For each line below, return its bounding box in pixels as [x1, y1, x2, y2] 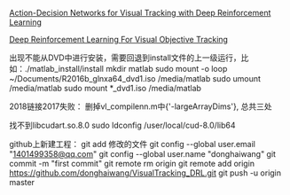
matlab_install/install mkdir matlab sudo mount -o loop [29, 64, 228, 74]
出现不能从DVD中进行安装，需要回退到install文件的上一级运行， [9, 52, 241, 63]
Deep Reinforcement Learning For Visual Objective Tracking [9, 35, 229, 44]
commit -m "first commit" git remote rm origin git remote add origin [9, 159, 255, 168]
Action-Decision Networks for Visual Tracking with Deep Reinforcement [9, 8, 271, 18]
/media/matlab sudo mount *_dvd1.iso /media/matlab [9, 83, 202, 93]
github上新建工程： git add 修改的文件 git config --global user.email [9, 139, 255, 149]
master [9, 177, 35, 187]
